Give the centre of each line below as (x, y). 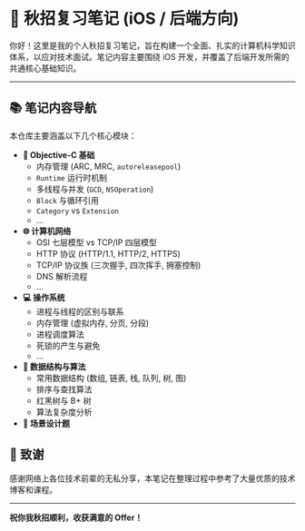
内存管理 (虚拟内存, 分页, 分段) (93, 322)
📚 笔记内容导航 (53, 108)
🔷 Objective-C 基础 (59, 154)
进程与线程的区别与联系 (80, 311)
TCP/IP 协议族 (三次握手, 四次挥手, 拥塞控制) (118, 265)
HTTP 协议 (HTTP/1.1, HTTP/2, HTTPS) (108, 253)
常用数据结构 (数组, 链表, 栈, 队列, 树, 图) (111, 378)
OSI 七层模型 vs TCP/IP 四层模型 (96, 242)
